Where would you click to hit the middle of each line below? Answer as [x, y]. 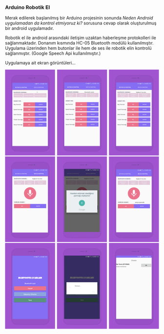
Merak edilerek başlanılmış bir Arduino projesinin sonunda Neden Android [79, 18]
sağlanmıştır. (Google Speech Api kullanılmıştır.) [53, 53]
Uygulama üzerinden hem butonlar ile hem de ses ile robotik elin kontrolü [79, 48]
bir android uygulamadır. [30, 28]
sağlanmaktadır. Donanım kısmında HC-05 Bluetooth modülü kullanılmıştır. [79, 43]
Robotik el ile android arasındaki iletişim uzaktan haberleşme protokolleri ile [81, 38]
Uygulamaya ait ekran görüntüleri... [40, 63]
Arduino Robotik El [28, 7]
